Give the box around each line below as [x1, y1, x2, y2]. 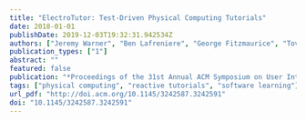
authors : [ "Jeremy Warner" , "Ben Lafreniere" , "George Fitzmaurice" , [9, 38, 280, 48]
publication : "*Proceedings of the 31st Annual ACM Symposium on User [9, 73, 283, 82]
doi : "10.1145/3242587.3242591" [9, 97, 132, 107]
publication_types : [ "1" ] [9, 47, 107, 56]
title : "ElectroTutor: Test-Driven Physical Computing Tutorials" [9, 13, 267, 23]
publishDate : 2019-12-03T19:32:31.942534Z [9, 30, 173, 39]
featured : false [9, 65, 71, 74]
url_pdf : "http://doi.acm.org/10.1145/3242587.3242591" [9, 89, 226, 98]
